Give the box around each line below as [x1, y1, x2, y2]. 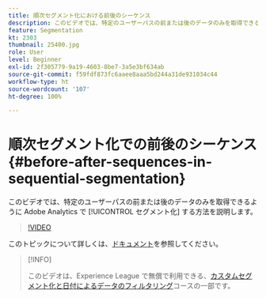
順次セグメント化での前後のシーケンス [8, 136, 257, 154]
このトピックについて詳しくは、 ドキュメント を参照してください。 [8, 239, 223, 249]
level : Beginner [8, 56, 62, 64]
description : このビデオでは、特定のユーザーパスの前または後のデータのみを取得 [8, 19, 243, 27]
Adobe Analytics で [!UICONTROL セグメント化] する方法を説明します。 [23, 207, 257, 217]
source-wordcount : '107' [8, 85, 90, 93]
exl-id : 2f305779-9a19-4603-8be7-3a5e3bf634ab [8, 63, 165, 71]
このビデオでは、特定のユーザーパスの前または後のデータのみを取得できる [8, 197, 251, 206]
